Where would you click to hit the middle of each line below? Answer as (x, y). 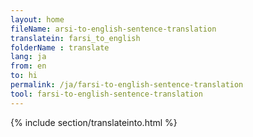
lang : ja (28, 57)
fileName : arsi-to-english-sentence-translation (113, 29)
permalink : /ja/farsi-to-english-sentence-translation (127, 85)
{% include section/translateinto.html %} (94, 122)
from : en (28, 66)
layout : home (37, 19)
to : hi (24, 76)
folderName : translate (60, 47)
